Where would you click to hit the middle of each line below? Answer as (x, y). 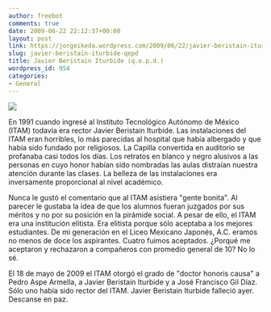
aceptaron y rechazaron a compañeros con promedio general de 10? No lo (132, 249)
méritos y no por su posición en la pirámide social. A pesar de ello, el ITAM (132, 214)
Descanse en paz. (38, 299)
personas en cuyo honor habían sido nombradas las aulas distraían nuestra (133, 164)
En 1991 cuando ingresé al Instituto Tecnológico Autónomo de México (124, 121)
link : (17, 46)
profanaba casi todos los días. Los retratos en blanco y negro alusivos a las (133, 156)
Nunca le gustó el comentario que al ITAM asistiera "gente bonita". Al (123, 197)
